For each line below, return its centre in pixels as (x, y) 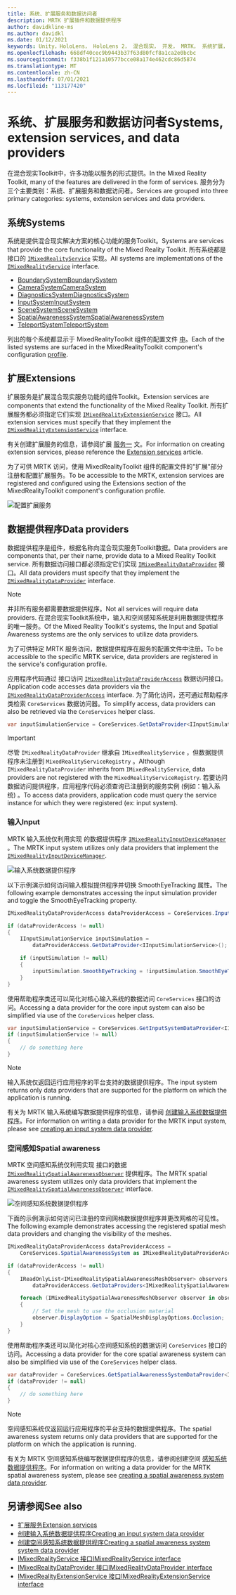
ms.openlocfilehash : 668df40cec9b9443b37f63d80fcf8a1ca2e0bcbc (102, 53)
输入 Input (24, 822)
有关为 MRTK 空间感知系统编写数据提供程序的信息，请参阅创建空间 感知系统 (117, 1459)
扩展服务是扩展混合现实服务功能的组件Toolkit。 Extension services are (108, 396)
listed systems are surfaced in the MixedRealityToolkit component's (105, 347)
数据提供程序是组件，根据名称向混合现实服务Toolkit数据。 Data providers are (118, 547)
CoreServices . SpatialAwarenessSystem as (80, 1254)
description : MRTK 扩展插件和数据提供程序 (64, 20)
